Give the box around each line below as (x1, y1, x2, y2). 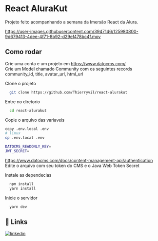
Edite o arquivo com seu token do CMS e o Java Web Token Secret (5, 163, 140, 168)
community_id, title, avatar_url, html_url (5, 71, 84, 77)
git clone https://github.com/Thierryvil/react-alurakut (9, 90, 128, 95)
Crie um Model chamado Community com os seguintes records (5, 66, 133, 72)
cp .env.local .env (5, 135, 45, 140)
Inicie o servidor (5, 195, 38, 201)
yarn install (9, 186, 36, 191)
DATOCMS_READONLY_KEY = (5, 144, 51, 149)
